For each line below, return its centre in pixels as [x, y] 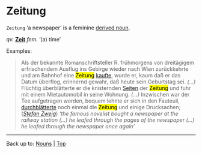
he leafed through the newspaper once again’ [78, 126]
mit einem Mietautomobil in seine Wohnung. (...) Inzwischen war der [105, 94]
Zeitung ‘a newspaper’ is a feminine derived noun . [68, 28]
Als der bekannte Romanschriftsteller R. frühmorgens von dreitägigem [107, 62]
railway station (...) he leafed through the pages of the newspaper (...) [108, 120]
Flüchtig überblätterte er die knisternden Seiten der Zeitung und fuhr [106, 88]
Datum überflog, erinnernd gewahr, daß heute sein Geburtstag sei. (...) [108, 82]
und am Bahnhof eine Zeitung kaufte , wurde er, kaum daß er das [101, 75]
